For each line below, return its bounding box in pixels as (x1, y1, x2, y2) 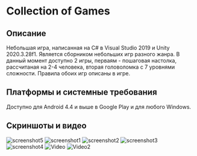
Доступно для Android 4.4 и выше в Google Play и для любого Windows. (6, 103, 192, 110)
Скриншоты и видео (6, 120, 87, 131)
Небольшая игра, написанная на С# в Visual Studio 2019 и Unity (6, 44, 170, 51)
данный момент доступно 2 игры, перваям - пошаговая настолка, (6, 57, 177, 64)
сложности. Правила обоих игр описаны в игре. (6, 70, 131, 76)
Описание (6, 28, 46, 39)
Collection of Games (6, 4, 110, 18)
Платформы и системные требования (6, 87, 158, 98)
